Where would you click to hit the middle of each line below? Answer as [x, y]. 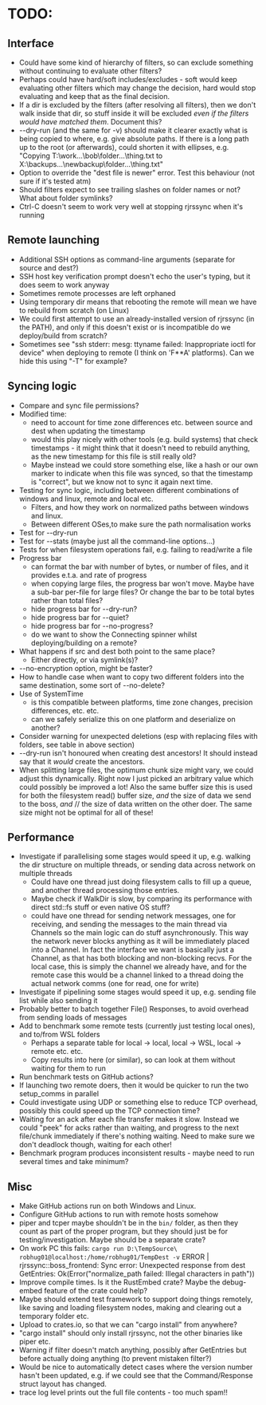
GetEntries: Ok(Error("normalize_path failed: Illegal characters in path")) [137, 1274]
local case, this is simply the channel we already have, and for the [139, 967]
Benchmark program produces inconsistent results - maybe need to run [137, 1153]
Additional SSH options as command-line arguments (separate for [127, 259]
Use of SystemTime [51, 693]
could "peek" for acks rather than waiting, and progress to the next [129, 1128]
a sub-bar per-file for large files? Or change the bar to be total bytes [143, 592]
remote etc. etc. [57, 1052]
